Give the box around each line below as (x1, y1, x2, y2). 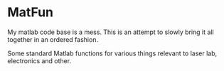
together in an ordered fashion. (7, 35, 98, 43)
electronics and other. (7, 56, 72, 65)
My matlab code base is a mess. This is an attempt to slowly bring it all (7, 28, 215, 36)
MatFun (7, 4, 54, 21)
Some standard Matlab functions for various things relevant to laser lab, (7, 49, 218, 58)
